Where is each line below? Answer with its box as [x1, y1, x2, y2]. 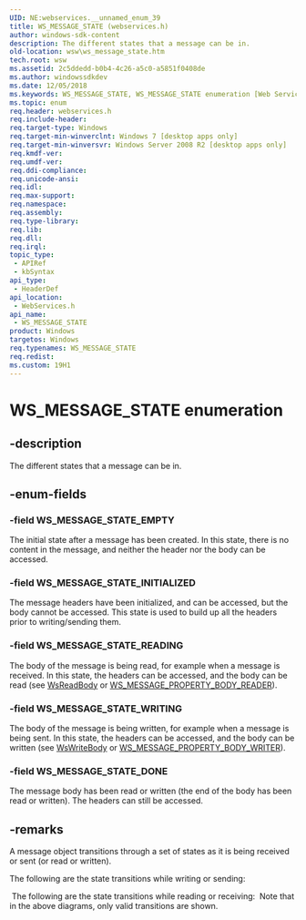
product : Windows [9, 327, 76, 336]
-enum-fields [9, 486, 87, 502]
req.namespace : [9, 199, 67, 210]
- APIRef [13, 259, 47, 269]
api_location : [9, 292, 64, 302]
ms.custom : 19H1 [9, 361, 71, 370]
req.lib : [9, 225, 43, 234]
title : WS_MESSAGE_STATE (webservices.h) [9, 22, 169, 31]
